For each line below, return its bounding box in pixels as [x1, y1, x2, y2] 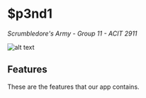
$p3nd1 [7, 6, 53, 22]
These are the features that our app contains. [7, 82, 140, 91]
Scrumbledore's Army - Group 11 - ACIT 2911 [7, 29, 137, 38]
